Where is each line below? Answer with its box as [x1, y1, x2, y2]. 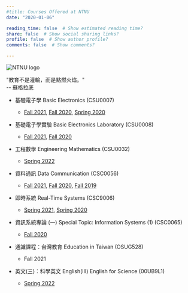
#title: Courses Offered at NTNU [6, 8, 90, 15]
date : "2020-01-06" [6, 14, 55, 20]
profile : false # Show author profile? [6, 37, 109, 43]
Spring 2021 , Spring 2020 [23, 206, 88, 214]
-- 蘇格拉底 [6, 84, 34, 91]
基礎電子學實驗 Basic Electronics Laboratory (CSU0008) [14, 121, 154, 128]
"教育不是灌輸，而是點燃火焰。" [6, 76, 85, 83]
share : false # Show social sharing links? [6, 31, 119, 37]
